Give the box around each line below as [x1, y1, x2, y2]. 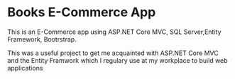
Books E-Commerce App [7, 4, 156, 20]
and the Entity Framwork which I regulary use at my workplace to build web [7, 56, 229, 64]
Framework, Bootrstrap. [7, 35, 77, 43]
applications [7, 63, 43, 72]
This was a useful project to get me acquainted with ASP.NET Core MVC [7, 49, 219, 57]
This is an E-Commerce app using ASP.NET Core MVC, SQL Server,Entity [7, 28, 222, 36]
